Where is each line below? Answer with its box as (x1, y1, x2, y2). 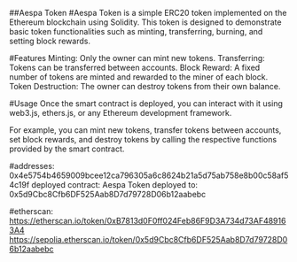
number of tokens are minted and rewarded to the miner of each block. (9, 72, 269, 82)
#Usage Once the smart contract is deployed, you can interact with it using (9, 98, 284, 109)
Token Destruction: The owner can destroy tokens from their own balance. (9, 81, 281, 91)
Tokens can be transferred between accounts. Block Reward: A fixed (9, 62, 261, 73)
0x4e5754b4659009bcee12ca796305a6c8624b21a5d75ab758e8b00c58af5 (9, 170, 289, 181)
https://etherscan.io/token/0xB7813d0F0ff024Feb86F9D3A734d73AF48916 (9, 216, 286, 226)
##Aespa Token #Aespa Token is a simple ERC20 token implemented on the (9, 8, 287, 18)
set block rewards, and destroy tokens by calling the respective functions (9, 135, 277, 144)
